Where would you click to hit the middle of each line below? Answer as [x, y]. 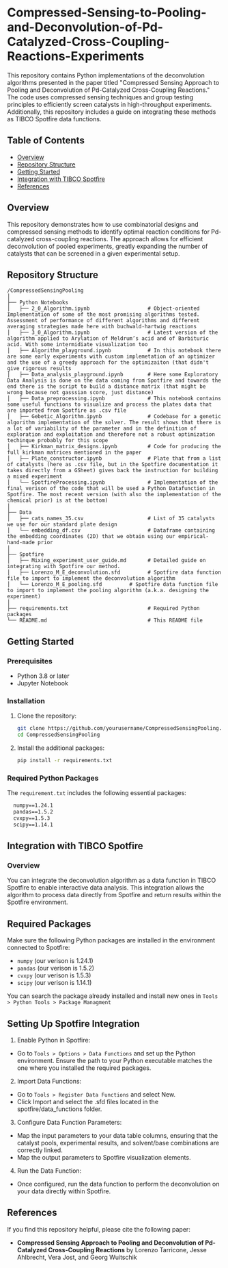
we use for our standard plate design [62, 525]
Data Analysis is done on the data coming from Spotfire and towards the [114, 381]
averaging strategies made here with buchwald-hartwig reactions [102, 327]
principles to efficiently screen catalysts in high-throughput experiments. [110, 104]
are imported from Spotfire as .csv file [67, 411]
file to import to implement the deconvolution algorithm [91, 578]
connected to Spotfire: [39, 948]
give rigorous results [39, 369]
